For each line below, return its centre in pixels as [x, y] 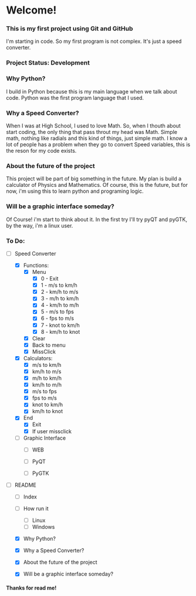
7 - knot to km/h [60, 325]
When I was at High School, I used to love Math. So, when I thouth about [93, 126]
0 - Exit [50, 279]
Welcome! [31, 10]
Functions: [36, 265]
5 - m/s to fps [58, 312]
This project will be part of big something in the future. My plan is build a [94, 179]
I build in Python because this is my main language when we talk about [92, 91]
